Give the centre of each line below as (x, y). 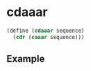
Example (26, 59)
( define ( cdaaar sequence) (45, 31)
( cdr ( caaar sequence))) (49, 37)
